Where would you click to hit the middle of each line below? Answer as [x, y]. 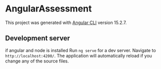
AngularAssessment [49, 9]
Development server [38, 38]
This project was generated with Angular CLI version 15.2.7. [66, 22]
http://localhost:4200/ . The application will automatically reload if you [79, 55]
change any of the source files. [37, 61]
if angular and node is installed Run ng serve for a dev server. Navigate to [80, 50]
